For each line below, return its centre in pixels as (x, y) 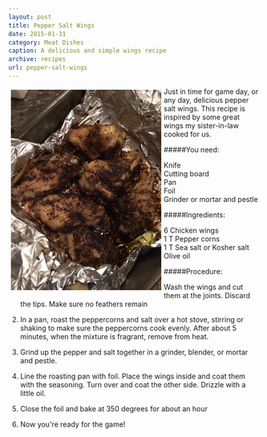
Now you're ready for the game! (73, 424)
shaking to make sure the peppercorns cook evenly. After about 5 (128, 328)
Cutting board (187, 173)
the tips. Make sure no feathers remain (84, 304)
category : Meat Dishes (46, 42)
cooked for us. (188, 134)
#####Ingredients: (195, 214)
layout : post (30, 17)
